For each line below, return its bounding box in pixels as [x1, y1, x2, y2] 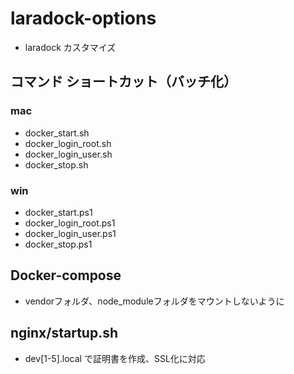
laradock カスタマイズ [24, 41, 117, 53]
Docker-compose [10, 267, 122, 284]
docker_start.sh [24, 127, 90, 139]
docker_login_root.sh [24, 137, 112, 149]
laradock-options [10, 7, 157, 30]
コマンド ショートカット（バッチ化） [10, 73, 237, 91]
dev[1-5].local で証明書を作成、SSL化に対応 [24, 352, 206, 364]
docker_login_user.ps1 [24, 227, 117, 239]
